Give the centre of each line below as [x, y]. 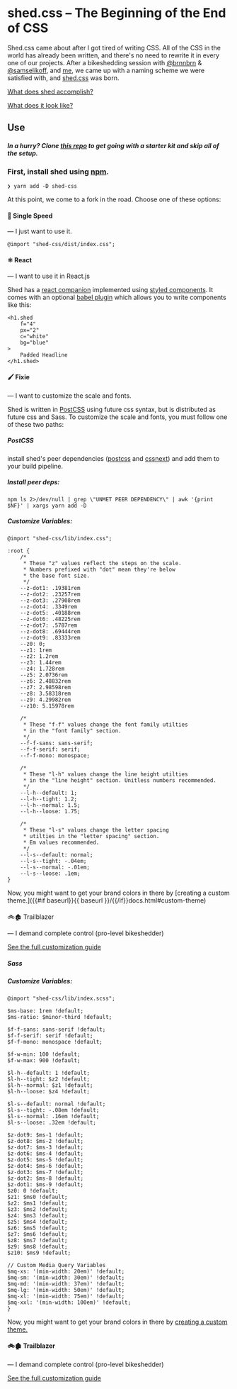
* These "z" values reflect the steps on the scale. [102, 563]
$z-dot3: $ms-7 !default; [45, 1172]
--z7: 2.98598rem [46, 687]
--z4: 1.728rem [42, 669]
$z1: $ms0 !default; [38, 1197]
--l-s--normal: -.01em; [55, 867]
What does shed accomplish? [50, 91]
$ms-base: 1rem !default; [45, 1011]
